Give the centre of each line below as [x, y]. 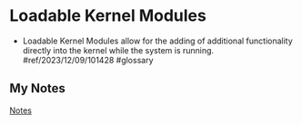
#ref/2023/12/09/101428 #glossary [88, 60]
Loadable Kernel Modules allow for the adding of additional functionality [157, 41]
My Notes [38, 88]
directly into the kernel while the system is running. [118, 50]
